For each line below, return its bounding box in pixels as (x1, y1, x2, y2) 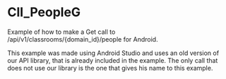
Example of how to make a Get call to (7, 28, 116, 36)
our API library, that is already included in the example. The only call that (7, 56, 218, 64)
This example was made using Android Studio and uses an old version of (7, 49, 220, 57)
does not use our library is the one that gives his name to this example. (7, 63, 213, 72)
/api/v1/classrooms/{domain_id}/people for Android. (7, 35, 158, 43)
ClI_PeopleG (7, 4, 81, 20)
